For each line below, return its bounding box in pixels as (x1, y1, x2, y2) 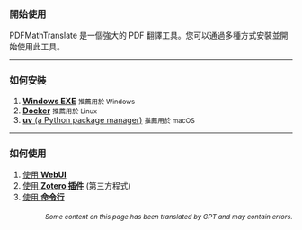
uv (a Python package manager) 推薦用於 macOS (22, 114, 196, 125)
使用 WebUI (22, 169, 67, 180)
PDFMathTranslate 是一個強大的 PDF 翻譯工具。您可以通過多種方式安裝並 (9, 30, 280, 41)
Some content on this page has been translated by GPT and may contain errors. (44, 213, 293, 222)
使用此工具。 (16, 41, 65, 52)
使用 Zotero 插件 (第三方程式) (22, 180, 132, 190)
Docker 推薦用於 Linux (22, 105, 97, 116)
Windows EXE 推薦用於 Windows (22, 95, 136, 106)
